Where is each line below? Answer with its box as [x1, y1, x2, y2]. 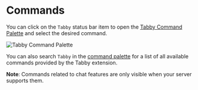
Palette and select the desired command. [6, 29, 108, 36]
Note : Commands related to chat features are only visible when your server [6, 70, 192, 77]
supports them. [6, 77, 44, 84]
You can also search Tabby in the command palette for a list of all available [6, 52, 189, 60]
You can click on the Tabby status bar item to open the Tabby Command [6, 23, 182, 30]
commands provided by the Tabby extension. [6, 59, 118, 66]
